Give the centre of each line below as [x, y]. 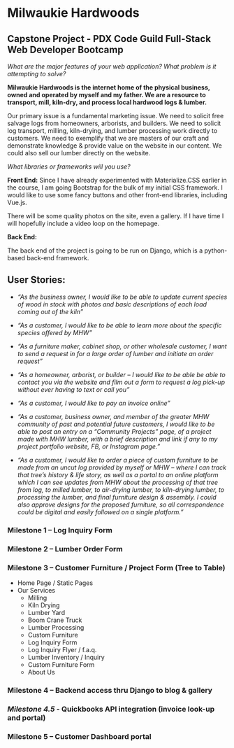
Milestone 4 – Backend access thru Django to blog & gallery [110, 690]
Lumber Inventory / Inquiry [66, 657]
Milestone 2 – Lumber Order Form [65, 549]
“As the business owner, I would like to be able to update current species [122, 297]
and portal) [27, 717]
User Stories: [36, 280]
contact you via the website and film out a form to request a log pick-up [121, 382]
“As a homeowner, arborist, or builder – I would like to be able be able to [121, 374]
